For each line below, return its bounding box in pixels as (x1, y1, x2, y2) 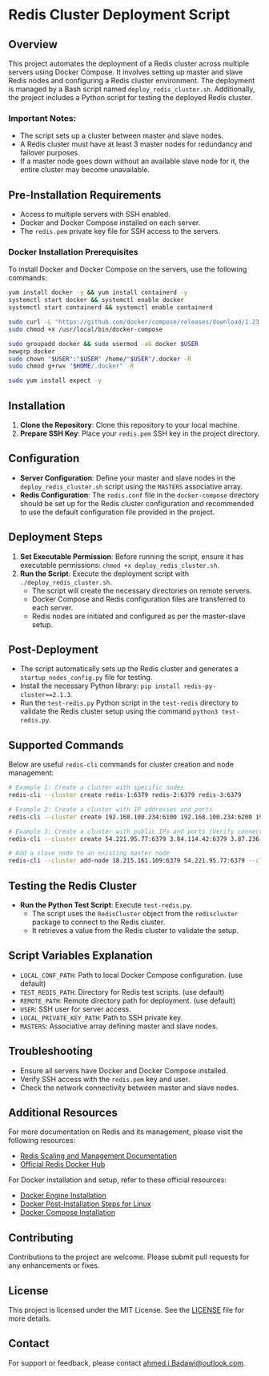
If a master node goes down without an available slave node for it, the (19, 156, 250, 166)
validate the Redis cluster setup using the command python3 (19, 706, 219, 716)
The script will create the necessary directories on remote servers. (31, 585, 252, 595)
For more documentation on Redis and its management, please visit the (8, 1127, 243, 1137)
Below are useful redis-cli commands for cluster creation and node (8, 759, 235, 770)
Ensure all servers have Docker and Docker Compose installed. (19, 1065, 228, 1075)
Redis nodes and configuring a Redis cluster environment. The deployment (8, 76, 255, 85)
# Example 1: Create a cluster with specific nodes (8, 783, 184, 792)
